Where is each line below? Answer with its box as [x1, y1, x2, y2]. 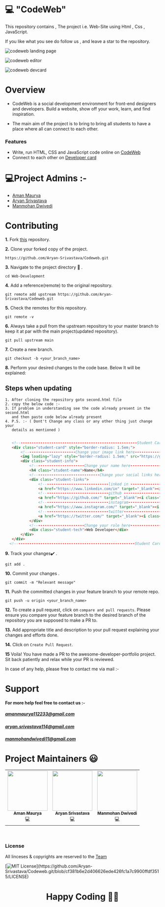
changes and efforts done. [5, 632, 59, 638]
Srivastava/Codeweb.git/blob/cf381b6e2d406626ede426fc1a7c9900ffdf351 [5, 869, 159, 874]
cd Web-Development [5, 274, 45, 279]
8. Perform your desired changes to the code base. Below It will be [5, 365, 140, 371]
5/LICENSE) [5, 873, 29, 880]
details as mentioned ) [11, 427, 60, 432]
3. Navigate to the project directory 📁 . [5, 264, 83, 270]
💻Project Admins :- [5, 173, 87, 184]
